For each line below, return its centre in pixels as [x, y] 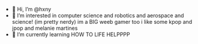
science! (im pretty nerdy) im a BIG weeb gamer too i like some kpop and [102, 22]
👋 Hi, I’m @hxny [31, 9]
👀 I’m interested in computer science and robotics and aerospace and [98, 15]
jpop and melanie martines [45, 28]
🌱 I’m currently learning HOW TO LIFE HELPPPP [71, 34]
